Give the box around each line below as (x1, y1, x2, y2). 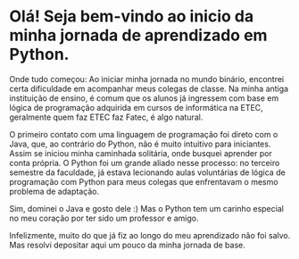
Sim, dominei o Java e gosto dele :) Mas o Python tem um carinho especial (9, 203, 284, 213)
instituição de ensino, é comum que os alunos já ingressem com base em (9, 92, 279, 104)
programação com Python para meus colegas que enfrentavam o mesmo (9, 176, 278, 187)
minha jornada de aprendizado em (9, 25, 268, 46)
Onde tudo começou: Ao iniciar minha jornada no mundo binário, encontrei (9, 73, 285, 84)
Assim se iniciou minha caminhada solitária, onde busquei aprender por (9, 147, 272, 158)
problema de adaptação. (9, 186, 100, 196)
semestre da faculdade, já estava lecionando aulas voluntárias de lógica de (9, 167, 286, 178)
